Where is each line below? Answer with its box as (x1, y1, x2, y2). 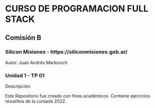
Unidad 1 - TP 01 (5, 72, 45, 79)
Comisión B (5, 33, 41, 42)
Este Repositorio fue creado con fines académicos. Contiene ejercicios (5, 93, 151, 99)
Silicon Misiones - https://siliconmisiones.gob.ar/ (5, 48, 128, 55)
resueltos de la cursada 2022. (5, 98, 67, 105)
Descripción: (5, 83, 31, 90)
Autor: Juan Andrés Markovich (5, 59, 68, 65)
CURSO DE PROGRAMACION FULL (5, 3, 149, 14)
